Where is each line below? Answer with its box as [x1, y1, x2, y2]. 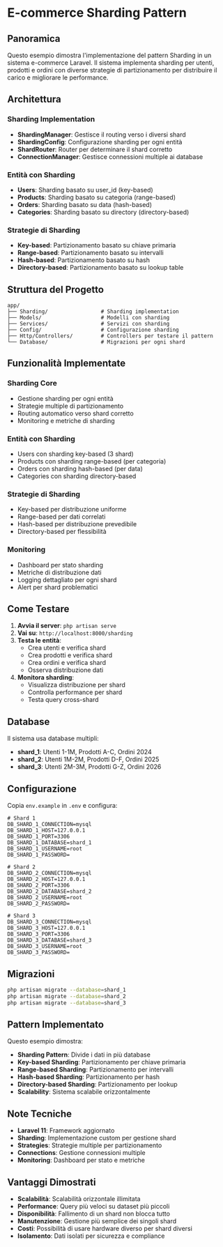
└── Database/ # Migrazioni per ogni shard [7, 339, 186, 346]
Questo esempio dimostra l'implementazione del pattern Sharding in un [7, 51, 212, 59]
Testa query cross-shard [27, 696, 99, 704]
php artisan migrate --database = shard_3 [7, 999, 127, 1007]
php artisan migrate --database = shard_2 [7, 993, 127, 1000]
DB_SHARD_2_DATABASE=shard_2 [7, 888, 92, 895]
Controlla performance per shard [27, 688, 123, 696]
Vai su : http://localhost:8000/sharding [17, 629, 133, 637]
